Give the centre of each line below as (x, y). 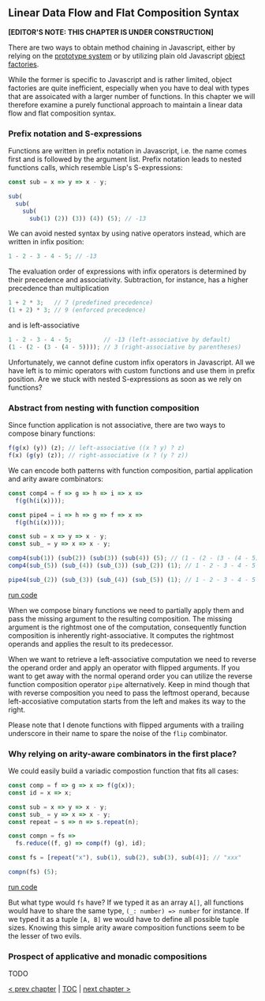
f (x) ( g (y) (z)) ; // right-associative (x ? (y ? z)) (99, 455)
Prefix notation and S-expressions (75, 134)
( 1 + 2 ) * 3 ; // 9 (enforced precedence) (77, 310)
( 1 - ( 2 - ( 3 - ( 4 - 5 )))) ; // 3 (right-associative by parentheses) (125, 347)
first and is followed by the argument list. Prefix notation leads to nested (125, 159)
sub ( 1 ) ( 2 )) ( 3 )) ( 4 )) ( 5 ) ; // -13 (88, 218)
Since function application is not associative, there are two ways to (117, 425)
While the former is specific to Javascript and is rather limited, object (120, 79)
